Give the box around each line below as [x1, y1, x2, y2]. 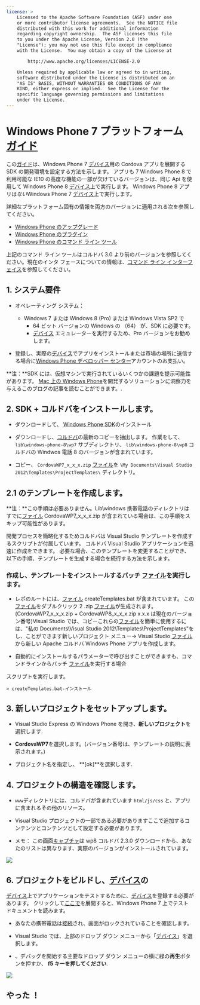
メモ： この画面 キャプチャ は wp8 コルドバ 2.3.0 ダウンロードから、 [14, 837, 182, 844]
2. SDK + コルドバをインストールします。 [6, 404, 158, 414]
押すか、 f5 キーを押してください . [25, 960, 109, 967]
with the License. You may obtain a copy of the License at [17, 48, 172, 54]
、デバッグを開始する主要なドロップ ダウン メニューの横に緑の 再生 [14, 952, 180, 960]
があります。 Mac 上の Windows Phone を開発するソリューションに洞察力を [6, 377, 192, 384]
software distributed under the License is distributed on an [17, 75, 175, 81]
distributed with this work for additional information [17, 25, 159, 32]
